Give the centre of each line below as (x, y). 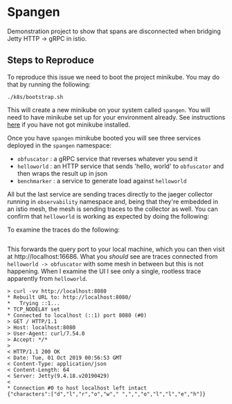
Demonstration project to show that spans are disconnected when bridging (114, 31)
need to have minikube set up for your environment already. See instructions (116, 117)
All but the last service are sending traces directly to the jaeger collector (110, 194)
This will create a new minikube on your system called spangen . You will (109, 110)
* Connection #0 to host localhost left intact (77, 388)
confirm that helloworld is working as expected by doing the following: (108, 216)
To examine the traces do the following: (63, 230)
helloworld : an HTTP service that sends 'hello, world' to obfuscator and (121, 166)
